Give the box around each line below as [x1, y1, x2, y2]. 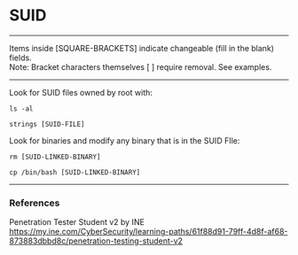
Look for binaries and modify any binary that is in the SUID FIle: [9, 135, 240, 146]
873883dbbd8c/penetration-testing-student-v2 [9, 236, 184, 246]
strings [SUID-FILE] [9, 120, 86, 128]
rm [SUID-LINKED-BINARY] [9, 152, 101, 161]
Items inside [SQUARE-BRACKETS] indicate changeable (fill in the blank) [9, 42, 275, 53]
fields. [9, 52, 33, 63]
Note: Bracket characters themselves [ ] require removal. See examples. [9, 61, 272, 72]
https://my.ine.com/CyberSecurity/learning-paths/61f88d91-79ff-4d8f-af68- [9, 227, 288, 237]
